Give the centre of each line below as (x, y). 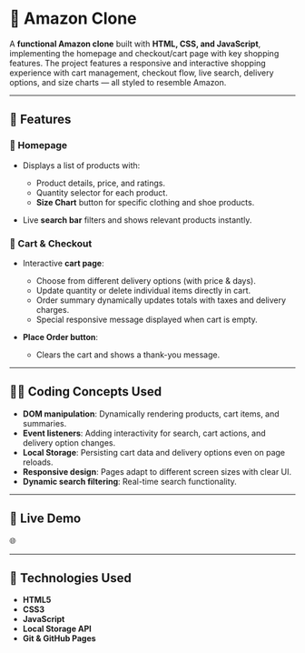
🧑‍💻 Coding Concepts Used (85, 392)
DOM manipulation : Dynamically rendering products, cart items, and (151, 414)
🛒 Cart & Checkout (51, 243)
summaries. (44, 423)
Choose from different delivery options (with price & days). (146, 280)
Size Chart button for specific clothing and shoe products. (145, 202)
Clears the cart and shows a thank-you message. (128, 355)
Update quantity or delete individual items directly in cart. (143, 290)
